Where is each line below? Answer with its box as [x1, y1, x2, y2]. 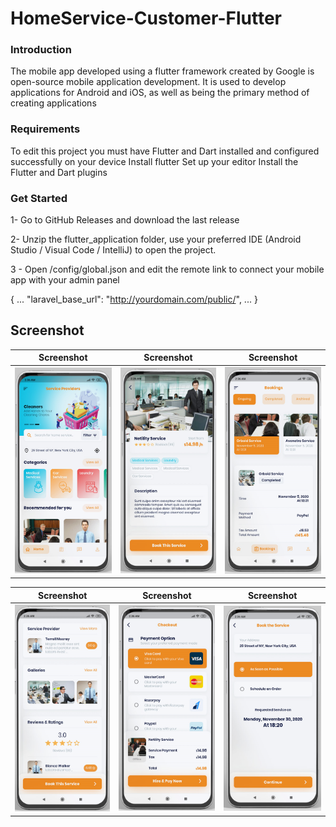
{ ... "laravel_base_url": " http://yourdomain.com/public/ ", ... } [10, 293, 258, 306]
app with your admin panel [10, 274, 120, 286]
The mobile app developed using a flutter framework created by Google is [10, 65, 315, 77]
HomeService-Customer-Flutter [10, 7, 282, 30]
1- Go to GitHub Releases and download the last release [10, 214, 240, 226]
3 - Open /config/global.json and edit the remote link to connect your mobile [10, 263, 325, 276]
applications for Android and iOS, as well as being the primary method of [10, 87, 310, 99]
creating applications [10, 97, 97, 109]
